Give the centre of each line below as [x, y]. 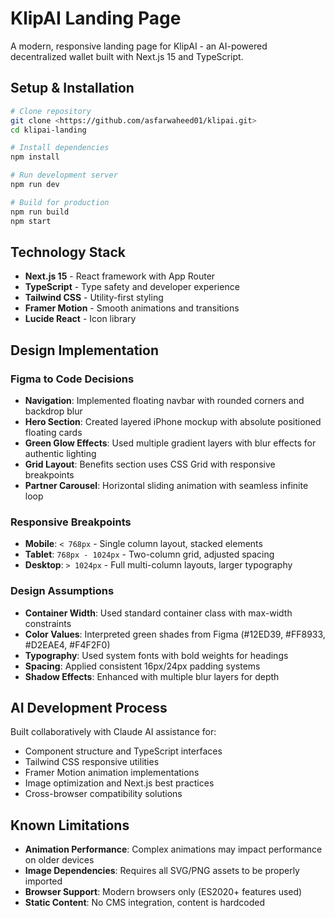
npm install [35, 157]
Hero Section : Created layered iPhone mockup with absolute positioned [173, 421]
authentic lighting [60, 453]
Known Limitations [70, 825]
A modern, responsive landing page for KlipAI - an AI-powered [139, 46]
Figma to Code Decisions [72, 379]
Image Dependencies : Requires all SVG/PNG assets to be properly [162, 871]
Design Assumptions [62, 591]
